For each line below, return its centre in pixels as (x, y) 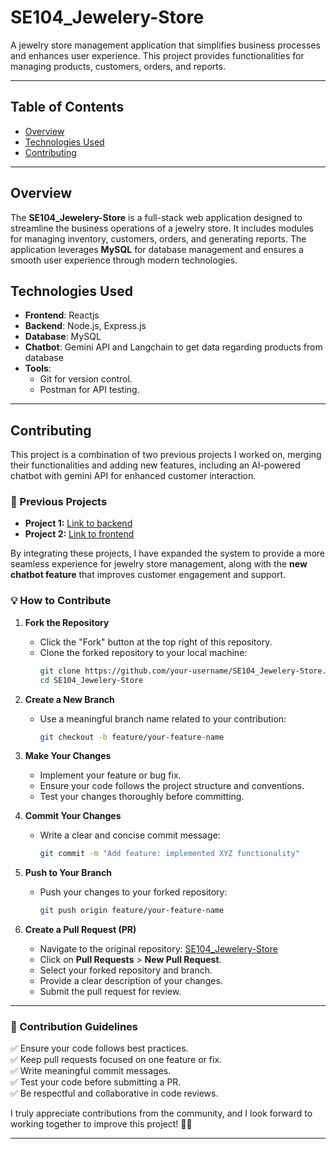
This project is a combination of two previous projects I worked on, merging (166, 455)
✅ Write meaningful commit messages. (91, 1071)
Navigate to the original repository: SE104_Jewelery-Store (158, 949)
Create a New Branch (69, 699)
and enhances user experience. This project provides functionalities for (157, 55)
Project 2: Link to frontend (79, 534)
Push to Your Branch (68, 873)
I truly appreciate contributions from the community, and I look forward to (161, 1113)
